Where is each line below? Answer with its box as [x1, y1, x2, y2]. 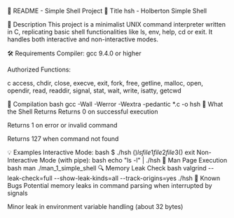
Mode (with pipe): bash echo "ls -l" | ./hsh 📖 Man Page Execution [39, 156, 228, 164]
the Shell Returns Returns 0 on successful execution [7, 107, 158, 116]
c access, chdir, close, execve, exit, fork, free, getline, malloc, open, [7, 79, 203, 87]
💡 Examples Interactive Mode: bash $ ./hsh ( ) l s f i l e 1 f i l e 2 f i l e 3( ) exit [7, 148, 195, 156]
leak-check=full [7, 174, 53, 182]
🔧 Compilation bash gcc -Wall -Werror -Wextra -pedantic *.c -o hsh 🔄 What [7, 100, 223, 108]
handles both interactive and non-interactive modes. [7, 35, 159, 43]
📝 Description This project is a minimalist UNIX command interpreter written [7, 20, 226, 28]
